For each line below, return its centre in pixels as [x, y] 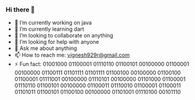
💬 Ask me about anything [46, 48]
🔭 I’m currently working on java [53, 23]
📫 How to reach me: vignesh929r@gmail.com [72, 55]
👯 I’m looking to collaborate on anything [64, 36]
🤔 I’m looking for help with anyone [56, 42]
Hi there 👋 [21, 10]
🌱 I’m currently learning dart [49, 29]
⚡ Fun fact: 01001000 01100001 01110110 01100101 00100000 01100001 [102, 64]
